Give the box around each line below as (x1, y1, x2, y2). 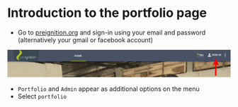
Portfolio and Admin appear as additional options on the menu (17, 84, 200, 93)
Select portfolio (17, 92, 67, 101)
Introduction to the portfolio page (7, 5, 208, 21)
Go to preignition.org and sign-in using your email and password (17, 28, 206, 37)
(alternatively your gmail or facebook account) (17, 35, 154, 44)
